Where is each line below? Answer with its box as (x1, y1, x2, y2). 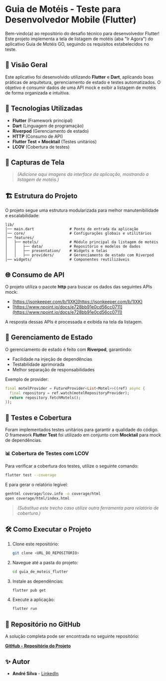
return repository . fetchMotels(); (9, 395, 81, 400)
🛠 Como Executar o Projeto (5, 525, 92, 534)
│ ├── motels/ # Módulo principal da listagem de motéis (5, 240, 159, 245)
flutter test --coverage (5, 473, 56, 478)
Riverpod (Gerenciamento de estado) (12, 128, 89, 134)
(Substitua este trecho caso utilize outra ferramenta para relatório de (17, 505, 159, 511)
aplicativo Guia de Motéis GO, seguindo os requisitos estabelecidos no (5, 41, 150, 47)
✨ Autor (5, 657, 30, 666)
